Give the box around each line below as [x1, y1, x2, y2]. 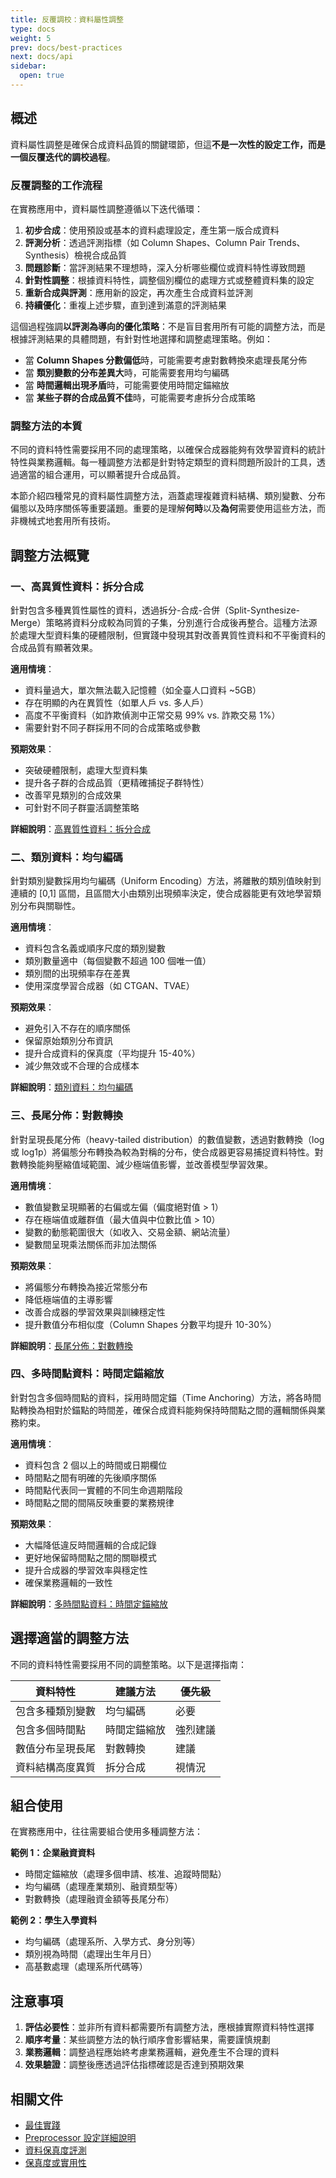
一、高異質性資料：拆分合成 [10, 579, 144, 593]
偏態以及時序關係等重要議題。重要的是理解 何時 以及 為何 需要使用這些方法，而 [10, 502, 326, 515]
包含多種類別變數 [15, 1704, 97, 1718]
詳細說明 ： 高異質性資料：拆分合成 [10, 822, 151, 835]
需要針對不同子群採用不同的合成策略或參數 [24, 721, 201, 733]
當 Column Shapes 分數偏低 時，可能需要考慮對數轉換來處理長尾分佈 [24, 354, 308, 366]
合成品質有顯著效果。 [10, 641, 98, 653]
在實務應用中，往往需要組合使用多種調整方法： [10, 1826, 203, 1838]
